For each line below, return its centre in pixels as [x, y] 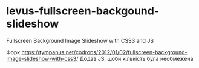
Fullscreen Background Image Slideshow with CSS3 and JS [80, 40]
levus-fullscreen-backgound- [83, 11]
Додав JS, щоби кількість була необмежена [136, 58]
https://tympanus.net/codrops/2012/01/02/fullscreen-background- [104, 52]
